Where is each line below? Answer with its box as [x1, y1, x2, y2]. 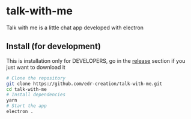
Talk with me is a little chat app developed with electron [6, 24, 144, 31]
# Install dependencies [6, 91, 66, 98]
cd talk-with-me [6, 86, 47, 92]
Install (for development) [6, 41, 101, 51]
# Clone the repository [6, 75, 66, 81]
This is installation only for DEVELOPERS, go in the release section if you [6, 57, 186, 64]
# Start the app [6, 103, 47, 109]
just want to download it [6, 63, 66, 71]
